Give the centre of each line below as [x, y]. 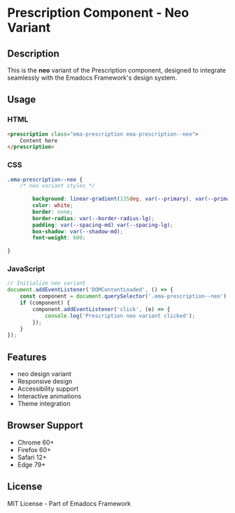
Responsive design [45, 382]
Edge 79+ [31, 464]
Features [27, 357]
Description [33, 53]
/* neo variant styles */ [58, 186]
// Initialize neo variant [47, 283]
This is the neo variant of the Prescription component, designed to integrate [116, 70]
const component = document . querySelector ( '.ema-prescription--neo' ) [123, 296]
